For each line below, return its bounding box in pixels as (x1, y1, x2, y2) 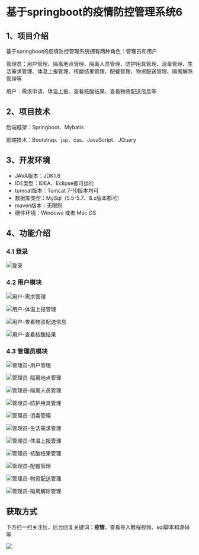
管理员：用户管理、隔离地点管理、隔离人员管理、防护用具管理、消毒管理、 (6, 60, 188, 67)
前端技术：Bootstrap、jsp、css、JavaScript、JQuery (6, 136, 136, 143)
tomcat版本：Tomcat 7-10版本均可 (14, 187, 99, 194)
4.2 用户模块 (6, 278, 42, 286)
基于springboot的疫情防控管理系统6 (6, 5, 183, 19)
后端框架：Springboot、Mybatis (6, 123, 84, 130)
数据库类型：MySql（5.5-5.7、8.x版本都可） (14, 194, 123, 202)
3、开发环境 (6, 155, 50, 165)
